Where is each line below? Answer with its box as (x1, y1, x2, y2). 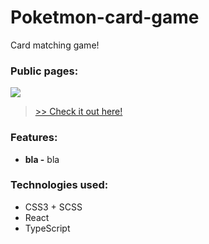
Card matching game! (10, 39, 100, 51)
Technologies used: (10, 178, 109, 192)
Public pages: (10, 64, 79, 78)
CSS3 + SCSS (24, 201, 83, 213)
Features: (10, 131, 58, 145)
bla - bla (24, 153, 60, 165)
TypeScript (24, 222, 71, 234)
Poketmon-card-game (10, 6, 200, 29)
